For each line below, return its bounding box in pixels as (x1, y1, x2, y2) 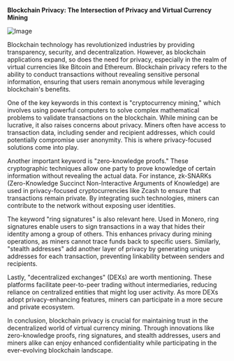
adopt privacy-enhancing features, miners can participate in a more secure (7, 295, 224, 304)
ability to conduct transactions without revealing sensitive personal (7, 70, 200, 78)
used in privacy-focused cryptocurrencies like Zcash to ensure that (7, 187, 201, 194)
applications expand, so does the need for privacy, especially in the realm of (7, 55, 227, 64)
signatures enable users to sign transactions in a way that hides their (7, 222, 205, 230)
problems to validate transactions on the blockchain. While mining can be (7, 113, 219, 122)
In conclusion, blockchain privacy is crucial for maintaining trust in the (7, 316, 208, 325)
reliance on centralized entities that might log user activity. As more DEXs (7, 288, 219, 296)
